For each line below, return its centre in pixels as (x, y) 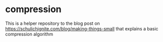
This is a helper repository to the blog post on (52, 23)
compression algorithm (29, 34)
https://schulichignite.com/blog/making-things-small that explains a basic (82, 28)
